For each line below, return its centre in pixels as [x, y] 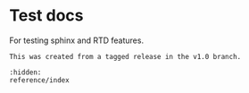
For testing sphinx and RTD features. [77, 40]
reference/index [39, 80]
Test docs [46, 16]
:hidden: [25, 72]
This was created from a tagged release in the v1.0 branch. [125, 56]
